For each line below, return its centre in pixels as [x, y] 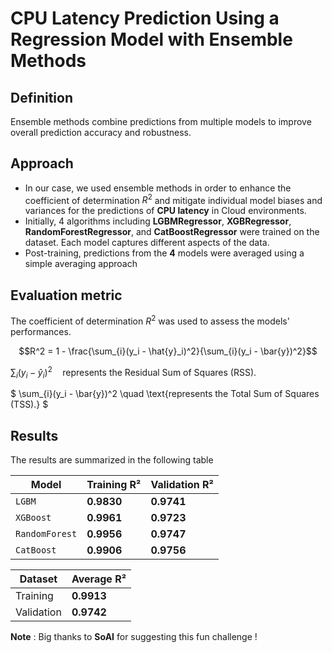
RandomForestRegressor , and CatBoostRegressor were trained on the [172, 232]
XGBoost [33, 518]
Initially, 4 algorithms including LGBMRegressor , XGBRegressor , [158, 221]
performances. [41, 331]
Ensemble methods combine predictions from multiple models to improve [161, 121]
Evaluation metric [66, 295]
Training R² [114, 485]
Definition [41, 97]
